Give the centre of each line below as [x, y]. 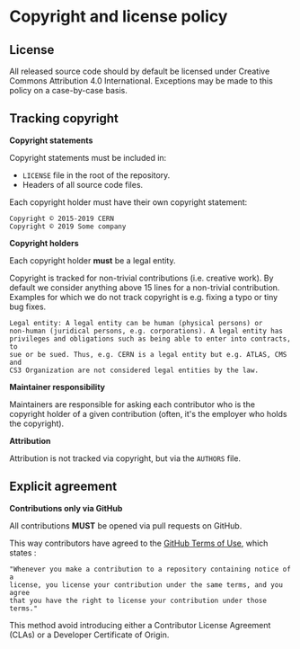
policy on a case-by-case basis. [68, 90]
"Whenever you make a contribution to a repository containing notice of [150, 569]
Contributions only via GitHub [66, 508]
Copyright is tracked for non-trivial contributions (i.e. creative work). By [141, 278]
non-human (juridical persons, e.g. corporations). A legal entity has [146, 331]
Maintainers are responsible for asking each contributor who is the [132, 404]
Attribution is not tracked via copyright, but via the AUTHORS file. [125, 458]
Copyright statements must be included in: [88, 157]
